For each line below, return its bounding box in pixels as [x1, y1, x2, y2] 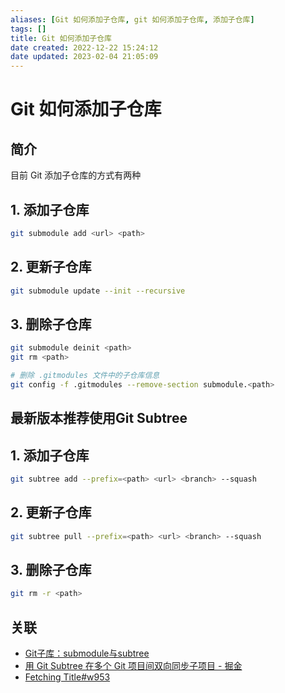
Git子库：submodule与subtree [24, 647, 150, 660]
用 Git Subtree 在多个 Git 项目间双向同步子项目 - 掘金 [24, 660, 243, 672]
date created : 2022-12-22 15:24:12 [10, 42, 159, 53]
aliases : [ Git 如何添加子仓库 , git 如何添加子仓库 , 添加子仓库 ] [10, 14, 255, 25]
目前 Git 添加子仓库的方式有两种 [10, 169, 142, 181]
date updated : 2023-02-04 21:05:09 [10, 52, 159, 62]
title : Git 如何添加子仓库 [10, 33, 112, 43]
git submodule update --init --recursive [10, 286, 186, 296]
